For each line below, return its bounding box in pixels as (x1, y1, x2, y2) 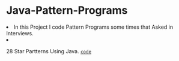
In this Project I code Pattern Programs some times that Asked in (14, 23, 173, 30)
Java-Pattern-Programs (6, 4, 128, 17)
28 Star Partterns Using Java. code (6, 47, 92, 54)
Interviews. (6, 29, 34, 36)
